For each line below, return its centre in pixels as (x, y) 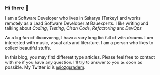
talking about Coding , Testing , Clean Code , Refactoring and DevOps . (74, 28)
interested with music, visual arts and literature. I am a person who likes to (79, 43)
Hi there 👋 (17, 8)
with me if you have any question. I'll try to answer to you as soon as (74, 62)
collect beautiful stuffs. (28, 48)
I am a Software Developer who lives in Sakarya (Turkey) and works (73, 18)
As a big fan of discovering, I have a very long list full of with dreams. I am (79, 37)
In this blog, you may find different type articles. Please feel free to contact (80, 57)
